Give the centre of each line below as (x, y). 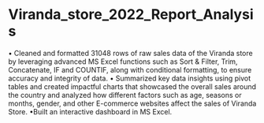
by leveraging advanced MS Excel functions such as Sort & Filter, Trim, (123, 61)
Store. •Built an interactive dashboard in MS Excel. (90, 111)
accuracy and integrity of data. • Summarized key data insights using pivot (130, 78)
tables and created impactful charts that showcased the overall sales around (132, 86)
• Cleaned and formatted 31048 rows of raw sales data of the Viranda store (131, 53)
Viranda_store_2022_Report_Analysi (131, 15)
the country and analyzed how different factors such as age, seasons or (125, 95)
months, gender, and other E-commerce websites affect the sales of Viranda (132, 103)
